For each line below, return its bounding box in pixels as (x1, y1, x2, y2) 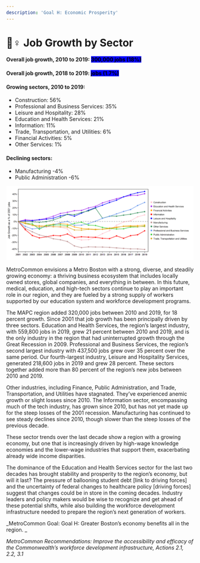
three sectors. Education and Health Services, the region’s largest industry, (6, 322, 190, 329)
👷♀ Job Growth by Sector (6, 36, 134, 49)
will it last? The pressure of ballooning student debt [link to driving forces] (6, 477, 187, 484)
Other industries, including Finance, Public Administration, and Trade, (6, 384, 177, 391)
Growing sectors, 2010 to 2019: (6, 83, 85, 91)
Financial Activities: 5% (14, 135, 73, 142)
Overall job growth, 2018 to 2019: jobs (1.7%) (6, 70, 119, 77)
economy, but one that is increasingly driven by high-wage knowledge (6, 440, 179, 447)
